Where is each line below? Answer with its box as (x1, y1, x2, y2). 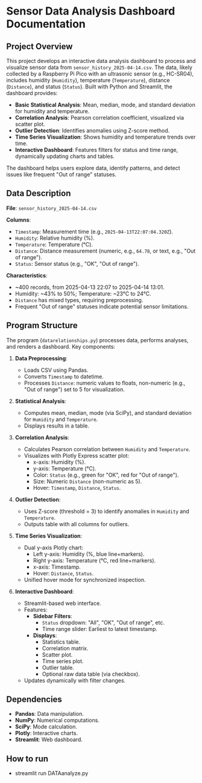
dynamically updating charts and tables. (14, 153, 115, 160)
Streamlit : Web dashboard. (14, 736, 83, 743)
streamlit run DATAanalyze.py (14, 770, 89, 777)
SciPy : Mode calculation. (14, 723, 77, 730)
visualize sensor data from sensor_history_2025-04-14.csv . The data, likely (6, 64, 193, 71)
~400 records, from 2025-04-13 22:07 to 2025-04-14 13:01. (14, 283, 165, 291)
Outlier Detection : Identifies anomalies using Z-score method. (14, 127, 170, 134)
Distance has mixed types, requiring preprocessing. (14, 296, 144, 303)
